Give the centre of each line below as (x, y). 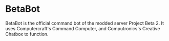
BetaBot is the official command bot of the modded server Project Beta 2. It (85, 23)
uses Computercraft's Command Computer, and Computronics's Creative (83, 28)
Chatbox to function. (27, 34)
